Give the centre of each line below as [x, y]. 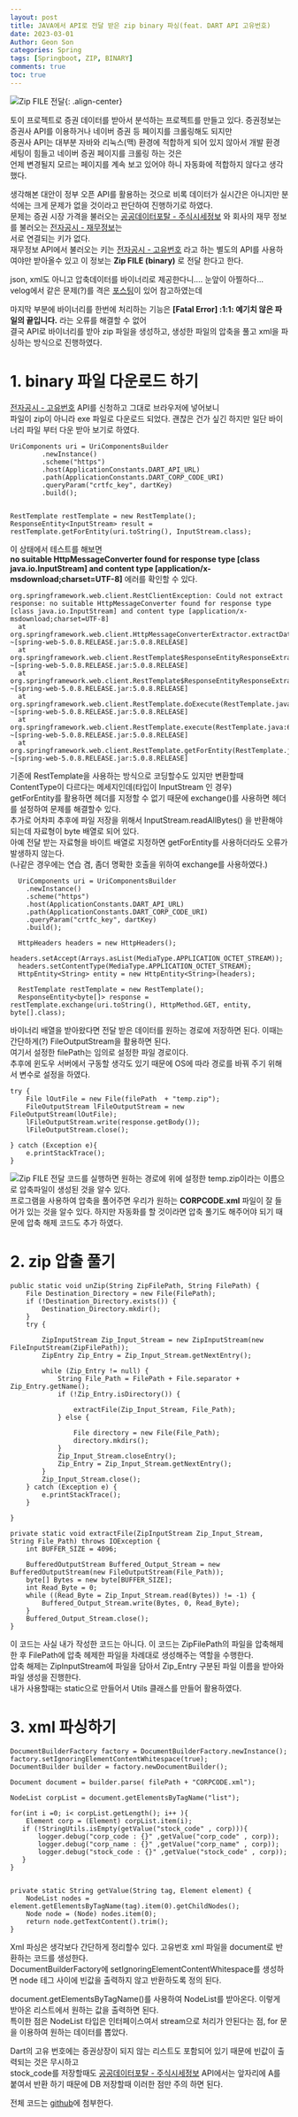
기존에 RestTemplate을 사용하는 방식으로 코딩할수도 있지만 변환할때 [127, 776]
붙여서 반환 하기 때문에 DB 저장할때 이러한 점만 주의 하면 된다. [117, 2083]
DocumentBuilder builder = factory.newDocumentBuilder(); [119, 1767]
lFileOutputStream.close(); [77, 1130]
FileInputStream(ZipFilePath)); [69, 1347]
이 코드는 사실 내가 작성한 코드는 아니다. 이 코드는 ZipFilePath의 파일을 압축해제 [147, 1644]
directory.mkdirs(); [111, 1440]
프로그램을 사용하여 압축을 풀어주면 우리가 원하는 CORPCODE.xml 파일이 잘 [141, 1200]
